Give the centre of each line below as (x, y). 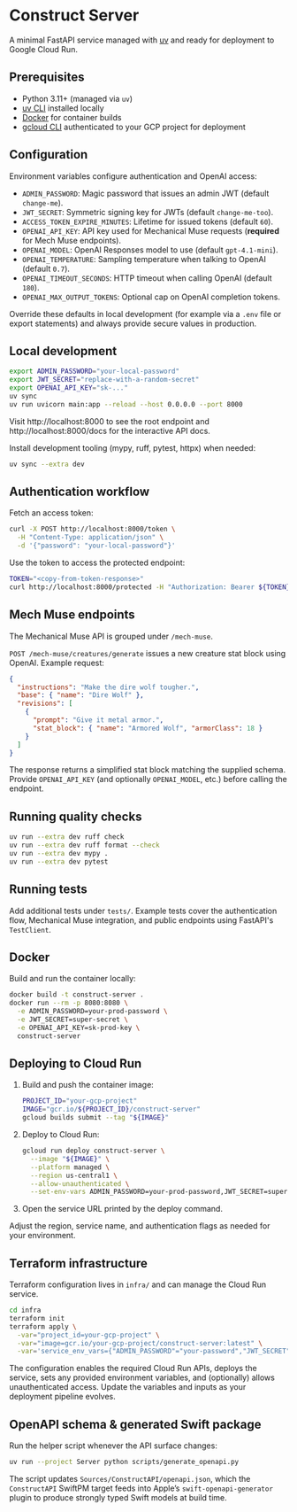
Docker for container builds (72, 117)
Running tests (49, 890)
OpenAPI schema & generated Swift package (135, 1424)
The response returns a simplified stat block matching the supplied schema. (147, 770)
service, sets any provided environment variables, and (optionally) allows (142, 1377)
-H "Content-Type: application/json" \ (91, 538)
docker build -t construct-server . (76, 995)
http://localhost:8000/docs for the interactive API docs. (110, 430)
